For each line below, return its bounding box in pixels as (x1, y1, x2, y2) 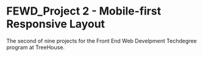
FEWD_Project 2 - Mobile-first (6, 4, 162, 18)
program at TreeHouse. (6, 44, 65, 51)
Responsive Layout (6, 17, 105, 31)
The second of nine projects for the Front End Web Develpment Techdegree (6, 37, 197, 44)
